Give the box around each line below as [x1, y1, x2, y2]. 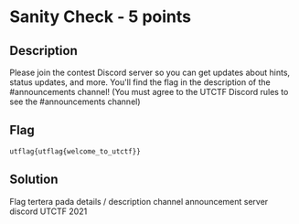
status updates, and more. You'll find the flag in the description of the [9, 77, 272, 88]
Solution [9, 172, 59, 187]
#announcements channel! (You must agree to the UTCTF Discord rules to [9, 87, 289, 97]
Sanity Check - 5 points [9, 6, 192, 27]
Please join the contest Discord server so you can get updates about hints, [9, 67, 291, 78]
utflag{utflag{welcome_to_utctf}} [9, 146, 142, 156]
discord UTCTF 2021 [9, 206, 88, 217]
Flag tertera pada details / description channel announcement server [9, 196, 269, 207]
